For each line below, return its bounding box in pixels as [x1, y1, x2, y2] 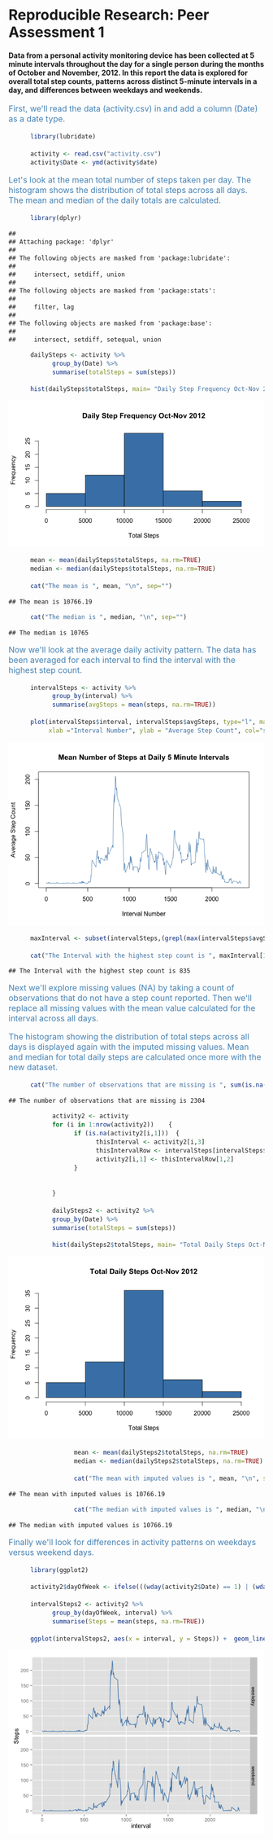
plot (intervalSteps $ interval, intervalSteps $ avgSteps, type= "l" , [29, 718, 256, 727]
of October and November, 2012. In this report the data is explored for [8, 68, 248, 77]
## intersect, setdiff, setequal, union [8, 336, 162, 344]
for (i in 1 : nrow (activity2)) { [51, 1121, 173, 1129]
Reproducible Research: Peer [8, 6, 210, 24]
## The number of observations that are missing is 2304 [8, 1097, 206, 1105]
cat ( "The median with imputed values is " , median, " [73, 1505, 260, 1513]
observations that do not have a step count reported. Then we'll [8, 992, 252, 1003]
